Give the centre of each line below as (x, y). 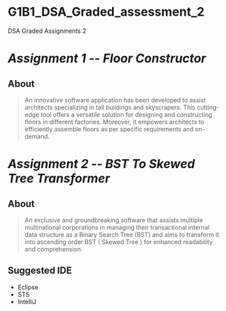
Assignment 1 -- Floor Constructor (107, 58)
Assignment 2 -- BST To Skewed (101, 164)
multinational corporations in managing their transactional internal (117, 227)
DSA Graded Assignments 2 (47, 31)
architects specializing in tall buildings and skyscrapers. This (110, 107)
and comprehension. (54, 249)
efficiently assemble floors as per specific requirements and (109, 129)
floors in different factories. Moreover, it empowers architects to (114, 122)
